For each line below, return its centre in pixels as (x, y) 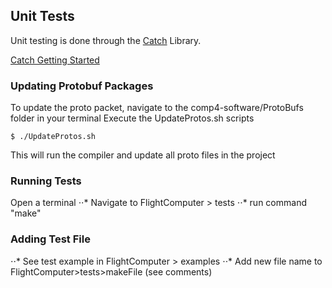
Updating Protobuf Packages (82, 86)
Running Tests (46, 181)
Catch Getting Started (55, 60)
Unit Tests (42, 16)
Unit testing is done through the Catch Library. (106, 40)
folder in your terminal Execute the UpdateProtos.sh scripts (132, 118)
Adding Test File (50, 239)
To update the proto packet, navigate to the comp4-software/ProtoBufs (157, 108)
